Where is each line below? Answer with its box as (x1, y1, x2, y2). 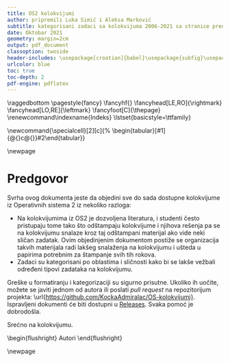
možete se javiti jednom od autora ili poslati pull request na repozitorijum (7, 285, 212, 294)
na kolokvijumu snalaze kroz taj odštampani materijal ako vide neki (16, 229, 205, 237)
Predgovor (7, 171, 68, 187)
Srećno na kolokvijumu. (7, 321, 73, 329)
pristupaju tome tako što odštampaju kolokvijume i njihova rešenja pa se (16, 222, 220, 230)
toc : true (7, 67, 36, 74)
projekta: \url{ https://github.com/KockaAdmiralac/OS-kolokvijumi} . (7, 293, 195, 301)
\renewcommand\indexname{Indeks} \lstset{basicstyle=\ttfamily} (7, 114, 192, 122)
